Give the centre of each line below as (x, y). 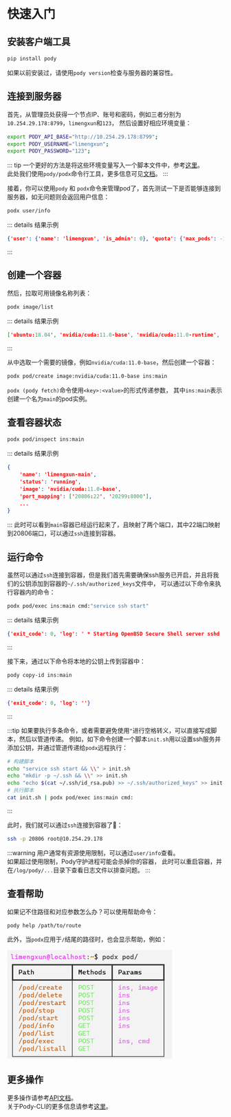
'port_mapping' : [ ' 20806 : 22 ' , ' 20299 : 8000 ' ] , (86, 496)
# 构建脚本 (21, 761)
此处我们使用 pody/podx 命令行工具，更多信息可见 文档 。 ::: (88, 174)
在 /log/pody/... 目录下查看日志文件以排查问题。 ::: (79, 870)
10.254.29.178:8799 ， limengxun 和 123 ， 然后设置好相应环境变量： (99, 123)
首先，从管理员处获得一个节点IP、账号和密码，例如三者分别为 (94, 114)
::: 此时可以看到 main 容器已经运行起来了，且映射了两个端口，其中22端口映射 (114, 525)
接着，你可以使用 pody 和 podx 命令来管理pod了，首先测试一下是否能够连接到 (114, 188)
